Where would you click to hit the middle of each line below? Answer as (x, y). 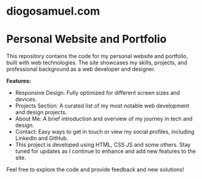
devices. (26, 100)
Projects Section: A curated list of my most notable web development (102, 106)
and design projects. (41, 112)
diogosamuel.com (53, 11)
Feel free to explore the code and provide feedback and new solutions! (95, 170)
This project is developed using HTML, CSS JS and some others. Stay (103, 145)
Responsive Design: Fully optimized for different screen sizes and (97, 93)
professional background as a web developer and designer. (81, 69)
